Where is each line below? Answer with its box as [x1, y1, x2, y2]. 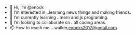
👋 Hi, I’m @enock [9, 5, 44, 10]
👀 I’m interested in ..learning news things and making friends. [9, 9, 131, 15]
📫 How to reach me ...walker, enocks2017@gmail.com [9, 25, 117, 30]
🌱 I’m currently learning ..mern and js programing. [9, 15, 109, 20]
